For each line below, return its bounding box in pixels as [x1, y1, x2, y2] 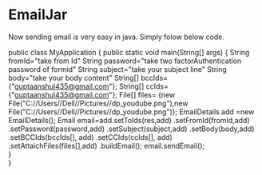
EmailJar [8, 6, 68, 24]
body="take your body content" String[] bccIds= [8, 73, 169, 82]
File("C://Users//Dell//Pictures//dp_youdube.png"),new [8, 98, 189, 108]
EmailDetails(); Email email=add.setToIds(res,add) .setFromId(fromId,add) [8, 115, 250, 125]
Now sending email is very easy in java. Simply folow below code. [8, 32, 225, 42]
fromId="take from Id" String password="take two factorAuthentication [8, 56, 242, 66]
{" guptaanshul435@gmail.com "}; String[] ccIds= [8, 82, 169, 91]
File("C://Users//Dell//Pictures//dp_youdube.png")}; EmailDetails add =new [8, 106, 255, 117]
